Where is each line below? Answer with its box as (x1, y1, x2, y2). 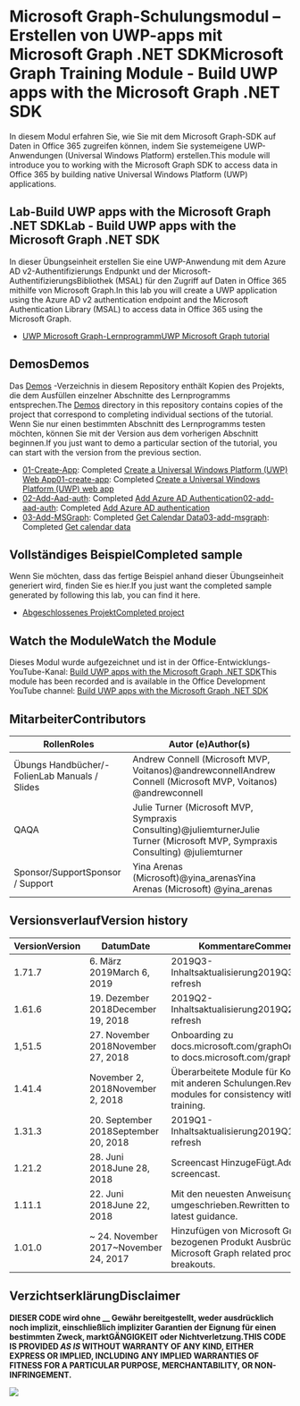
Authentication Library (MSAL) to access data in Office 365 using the (9, 303, 263, 314)
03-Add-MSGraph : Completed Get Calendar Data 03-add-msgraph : (21, 512, 270, 523)
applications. (9, 178, 56, 189)
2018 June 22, (88, 1198, 150, 1211)
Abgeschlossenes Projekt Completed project (21, 607, 185, 618)
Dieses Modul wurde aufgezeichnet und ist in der (9, 657, 190, 668)
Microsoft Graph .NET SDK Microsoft (9, 45, 284, 64)
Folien (13, 770, 39, 782)
